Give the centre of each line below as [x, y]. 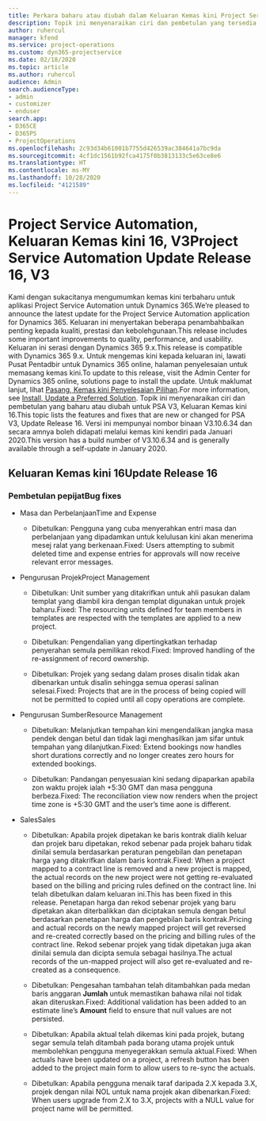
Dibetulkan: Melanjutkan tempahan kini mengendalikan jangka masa [142, 730]
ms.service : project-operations [61, 45]
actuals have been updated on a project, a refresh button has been [140, 1060]
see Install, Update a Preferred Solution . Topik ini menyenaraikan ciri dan [127, 398]
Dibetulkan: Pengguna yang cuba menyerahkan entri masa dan [134, 529]
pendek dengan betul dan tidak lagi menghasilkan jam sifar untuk [138, 739]
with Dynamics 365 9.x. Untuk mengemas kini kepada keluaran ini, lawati [127, 356]
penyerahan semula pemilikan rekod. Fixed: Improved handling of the [143, 650]
